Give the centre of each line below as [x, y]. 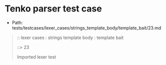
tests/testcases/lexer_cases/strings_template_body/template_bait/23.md [86, 27]
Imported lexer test [36, 57]
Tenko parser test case [53, 9]
